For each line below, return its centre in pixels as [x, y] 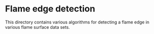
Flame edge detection [50, 9]
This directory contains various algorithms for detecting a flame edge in [77, 22]
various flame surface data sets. [37, 27]
